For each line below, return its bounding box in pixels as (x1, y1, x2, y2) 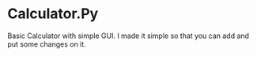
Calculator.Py (7, 5, 99, 23)
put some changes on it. (7, 39, 86, 48)
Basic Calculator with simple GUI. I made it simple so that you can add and (7, 31, 250, 40)
